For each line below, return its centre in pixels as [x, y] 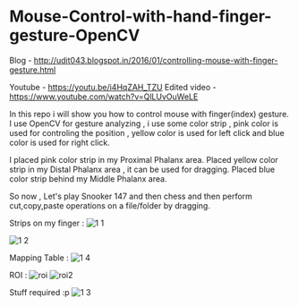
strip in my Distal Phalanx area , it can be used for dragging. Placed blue [142, 169]
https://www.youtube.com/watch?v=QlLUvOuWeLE [104, 97]
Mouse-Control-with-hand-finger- [140, 17]
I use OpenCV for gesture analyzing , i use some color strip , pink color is [144, 123]
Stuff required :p [39, 292]
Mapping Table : [39, 258]
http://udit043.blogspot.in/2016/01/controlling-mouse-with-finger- [156, 60]
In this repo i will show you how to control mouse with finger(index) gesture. [149, 114]
